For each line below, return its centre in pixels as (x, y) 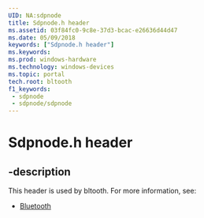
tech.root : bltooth (40, 81)
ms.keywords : (30, 52)
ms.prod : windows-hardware (52, 60)
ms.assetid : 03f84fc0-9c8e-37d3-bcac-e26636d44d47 (93, 30)
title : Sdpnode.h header (49, 23)
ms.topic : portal (37, 74)
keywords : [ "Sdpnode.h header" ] (61, 45)
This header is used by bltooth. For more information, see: (102, 191)
